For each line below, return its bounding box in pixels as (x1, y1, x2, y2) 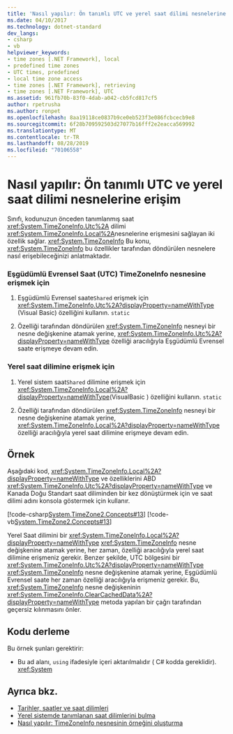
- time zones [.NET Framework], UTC (7, 88, 114, 95)
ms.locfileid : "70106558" (7, 147, 82, 154)
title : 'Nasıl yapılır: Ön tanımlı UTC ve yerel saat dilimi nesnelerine (7, 10, 227, 17)
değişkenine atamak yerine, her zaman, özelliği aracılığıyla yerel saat (7, 546, 204, 555)
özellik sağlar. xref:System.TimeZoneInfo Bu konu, (7, 237, 151, 245)
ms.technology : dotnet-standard (7, 23, 101, 30)
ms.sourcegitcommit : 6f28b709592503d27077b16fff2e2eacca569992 (7, 120, 195, 128)
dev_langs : (7, 29, 39, 37)
